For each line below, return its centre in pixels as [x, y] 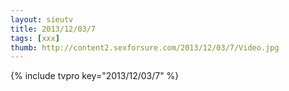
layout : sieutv [42, 19]
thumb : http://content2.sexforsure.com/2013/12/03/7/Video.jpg [145, 47]
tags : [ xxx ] [35, 38]
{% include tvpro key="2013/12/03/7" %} [95, 76]
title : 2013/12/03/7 [53, 29]
